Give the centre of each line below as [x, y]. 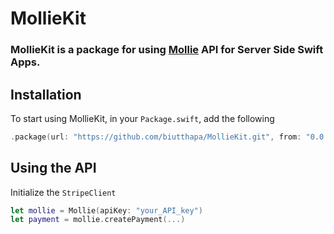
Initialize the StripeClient [63, 192]
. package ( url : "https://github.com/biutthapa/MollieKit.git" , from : [156, 137]
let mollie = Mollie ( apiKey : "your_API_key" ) [106, 210]
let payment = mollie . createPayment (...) [98, 220]
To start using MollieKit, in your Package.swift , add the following [142, 118]
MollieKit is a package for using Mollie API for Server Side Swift [167, 50]
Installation [46, 94]
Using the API [53, 168]
